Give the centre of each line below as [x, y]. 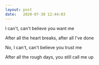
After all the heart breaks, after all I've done [49, 38]
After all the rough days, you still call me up [49, 57]
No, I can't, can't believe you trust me [44, 47]
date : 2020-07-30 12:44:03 [35, 14]
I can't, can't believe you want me [40, 28]
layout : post [19, 10]
